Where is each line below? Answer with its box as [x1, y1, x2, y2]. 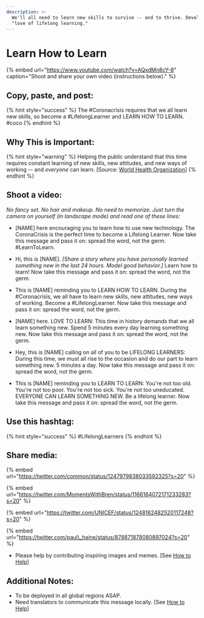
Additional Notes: [6, 576, 74, 586]
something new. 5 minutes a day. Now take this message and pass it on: [15, 361, 195, 369]
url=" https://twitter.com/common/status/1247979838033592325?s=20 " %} [6, 472, 195, 480]
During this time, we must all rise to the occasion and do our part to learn [15, 355, 198, 362]
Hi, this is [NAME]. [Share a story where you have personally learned [15, 255, 188, 263]
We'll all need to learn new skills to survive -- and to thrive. [12, 15, 183, 21]
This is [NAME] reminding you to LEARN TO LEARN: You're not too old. [15, 380, 192, 387]
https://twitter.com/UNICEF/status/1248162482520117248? [46, 509, 194, 516]
